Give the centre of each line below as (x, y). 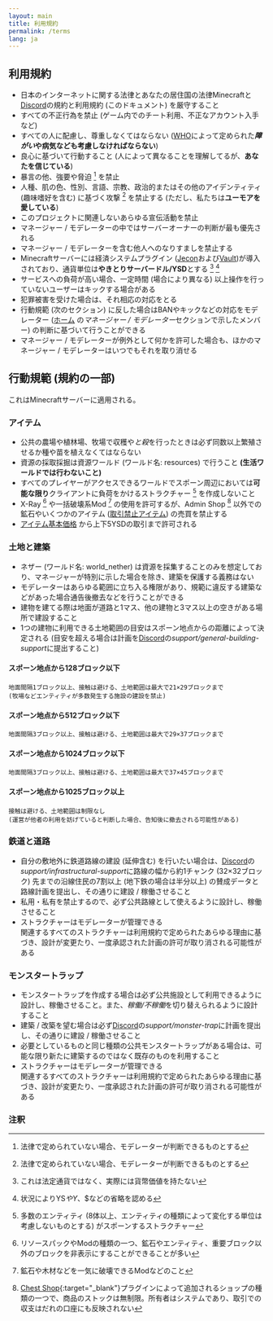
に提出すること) (73, 647)
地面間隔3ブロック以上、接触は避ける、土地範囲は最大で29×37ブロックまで (116, 735)
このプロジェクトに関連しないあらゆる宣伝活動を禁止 (109, 217)
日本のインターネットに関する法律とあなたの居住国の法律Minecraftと (136, 95)
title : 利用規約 (33, 24)
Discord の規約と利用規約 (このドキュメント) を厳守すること (119, 105)
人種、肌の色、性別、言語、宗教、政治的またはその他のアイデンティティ (141, 187)
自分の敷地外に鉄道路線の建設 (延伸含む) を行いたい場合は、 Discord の (137, 861)
